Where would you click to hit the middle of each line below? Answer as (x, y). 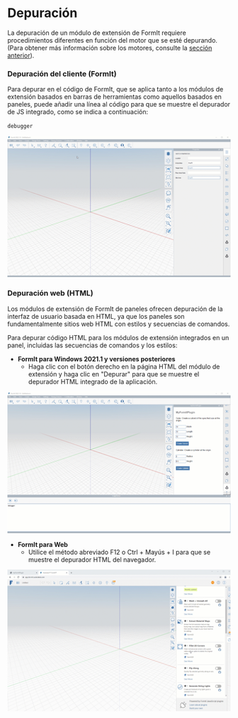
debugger (20, 126)
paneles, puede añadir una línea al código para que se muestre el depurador (119, 104)
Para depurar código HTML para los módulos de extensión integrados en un (118, 337)
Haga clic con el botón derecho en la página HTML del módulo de (124, 366)
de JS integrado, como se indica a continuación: (78, 112)
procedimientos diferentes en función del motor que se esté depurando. (113, 40)
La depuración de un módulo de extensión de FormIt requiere (97, 33)
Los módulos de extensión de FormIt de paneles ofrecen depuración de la (115, 309)
